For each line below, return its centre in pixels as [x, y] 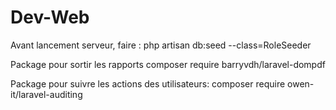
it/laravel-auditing [46, 94]
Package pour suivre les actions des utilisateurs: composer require [148, 83]
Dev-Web [50, 17]
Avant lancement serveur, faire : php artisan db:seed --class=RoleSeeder [161, 45]
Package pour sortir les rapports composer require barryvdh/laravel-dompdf [168, 64]
